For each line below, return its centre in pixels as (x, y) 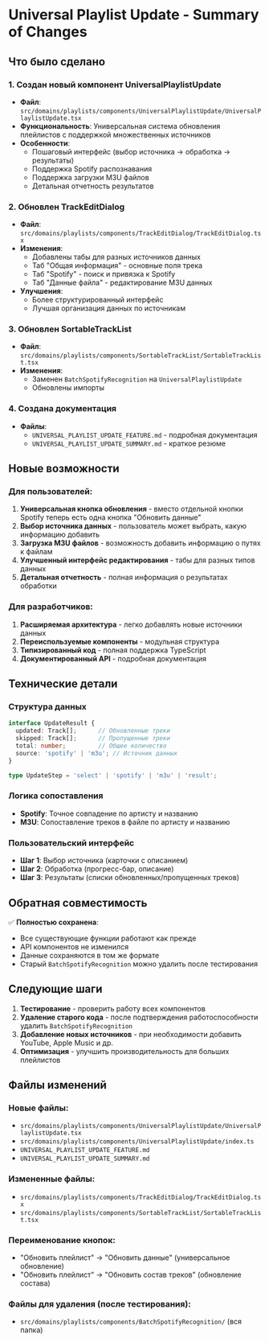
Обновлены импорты (68, 388)
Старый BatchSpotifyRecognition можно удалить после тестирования (139, 964)
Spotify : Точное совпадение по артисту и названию (109, 813)
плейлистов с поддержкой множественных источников (115, 134)
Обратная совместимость (78, 903)
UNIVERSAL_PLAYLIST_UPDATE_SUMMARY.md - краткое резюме (129, 443)
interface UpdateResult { (51, 723)
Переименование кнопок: (62, 1240)
